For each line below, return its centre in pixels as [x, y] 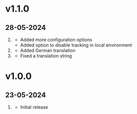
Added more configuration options [56, 40]
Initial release [34, 107]
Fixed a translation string [46, 56]
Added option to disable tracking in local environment [76, 45]
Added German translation [48, 50]
